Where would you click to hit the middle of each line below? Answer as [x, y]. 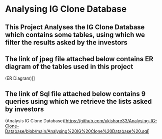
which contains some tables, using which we [75, 35]
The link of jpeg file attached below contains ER [79, 59]
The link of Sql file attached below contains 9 [75, 94]
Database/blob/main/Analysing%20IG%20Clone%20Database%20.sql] [77, 131]
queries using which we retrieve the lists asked [79, 101]
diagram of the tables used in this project [69, 66]
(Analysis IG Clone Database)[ [36, 121]
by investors [25, 109]
